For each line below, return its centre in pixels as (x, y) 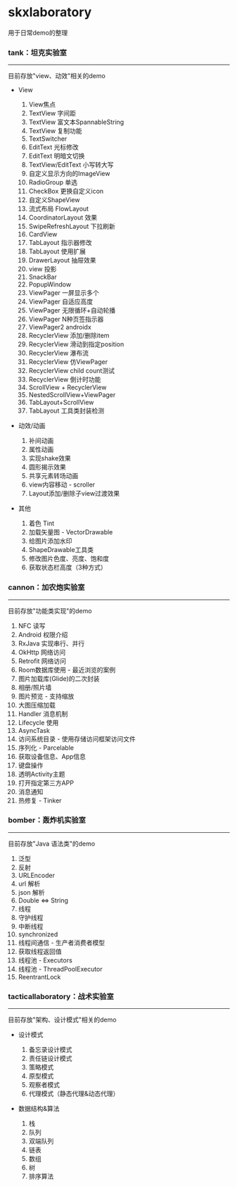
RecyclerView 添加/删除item (69, 336)
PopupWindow (50, 284)
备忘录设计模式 (50, 1050)
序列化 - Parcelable (46, 748)
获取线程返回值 (40, 951)
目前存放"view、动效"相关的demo (57, 76)
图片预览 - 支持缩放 (46, 696)
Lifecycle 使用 (38, 722)
